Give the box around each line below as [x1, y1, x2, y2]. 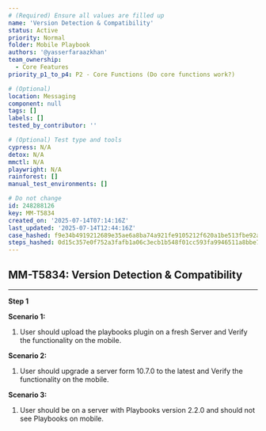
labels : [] [8, 114, 44, 123]
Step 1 [8, 296, 29, 306]
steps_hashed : [8, 238, 55, 246]
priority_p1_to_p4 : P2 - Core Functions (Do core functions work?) [8, 71, 236, 78]
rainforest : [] [8, 173, 59, 181]
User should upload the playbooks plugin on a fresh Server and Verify [19, 326, 248, 337]
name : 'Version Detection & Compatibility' [8, 19, 154, 27]
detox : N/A [8, 151, 44, 158]
